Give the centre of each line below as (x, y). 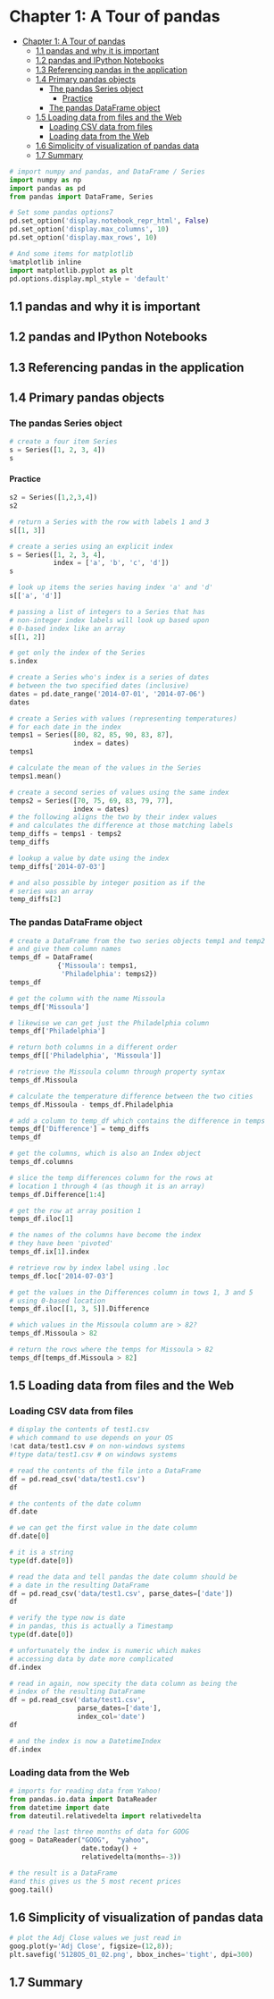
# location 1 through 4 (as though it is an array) (107, 1186)
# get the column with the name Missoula (87, 999)
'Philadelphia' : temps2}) (109, 974)
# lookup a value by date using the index (89, 858)
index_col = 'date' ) (111, 1717)
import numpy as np (46, 180)
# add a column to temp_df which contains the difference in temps (137, 1121)
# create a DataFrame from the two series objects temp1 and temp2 (137, 940)
